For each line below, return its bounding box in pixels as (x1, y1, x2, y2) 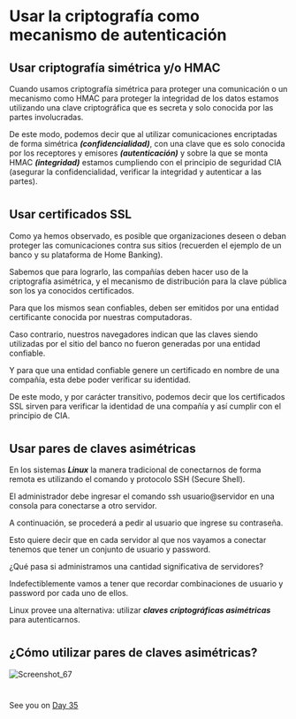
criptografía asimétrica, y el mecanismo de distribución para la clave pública (9, 276, 287, 287)
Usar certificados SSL (9, 207, 133, 222)
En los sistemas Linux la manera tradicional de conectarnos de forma (9, 464, 262, 475)
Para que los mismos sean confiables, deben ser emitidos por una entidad (9, 302, 279, 313)
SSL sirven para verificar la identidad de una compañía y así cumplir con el (9, 401, 281, 411)
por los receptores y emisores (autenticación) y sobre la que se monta (9, 148, 269, 158)
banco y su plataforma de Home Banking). (9, 249, 163, 260)
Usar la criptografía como (9, 6, 201, 27)
